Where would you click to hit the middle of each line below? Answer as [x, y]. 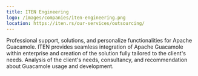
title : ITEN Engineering [38, 12]
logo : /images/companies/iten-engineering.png [66, 18]
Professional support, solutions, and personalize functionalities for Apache [99, 41]
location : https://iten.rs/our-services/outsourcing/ [76, 23]
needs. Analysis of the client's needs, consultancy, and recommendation [97, 60]
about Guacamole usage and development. [60, 66]
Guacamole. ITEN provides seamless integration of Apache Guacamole [95, 47]
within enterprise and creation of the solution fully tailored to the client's [96, 54]
